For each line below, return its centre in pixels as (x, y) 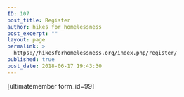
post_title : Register (39, 20)
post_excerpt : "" (33, 33)
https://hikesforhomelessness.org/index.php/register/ (96, 53)
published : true (31, 60)
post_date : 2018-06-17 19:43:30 (54, 66)
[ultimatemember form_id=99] (51, 86)
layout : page (26, 40)
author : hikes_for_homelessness (54, 27)
